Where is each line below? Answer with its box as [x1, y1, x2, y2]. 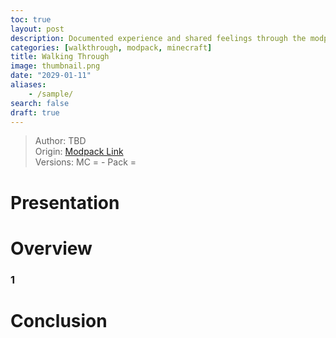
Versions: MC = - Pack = [34, 156, 137, 168]
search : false [10, 98, 70, 108]
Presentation [10, 191, 120, 214]
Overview [10, 237, 93, 260]
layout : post [10, 24, 65, 34]
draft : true [10, 107, 60, 118]
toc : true [10, 14, 52, 25]
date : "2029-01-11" [10, 71, 92, 81]
